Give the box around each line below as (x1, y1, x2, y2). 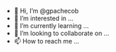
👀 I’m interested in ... (13, 14, 74, 22)
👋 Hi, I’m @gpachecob (13, 7, 79, 15)
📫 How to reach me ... (13, 37, 79, 45)
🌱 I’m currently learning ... (13, 22, 89, 30)
